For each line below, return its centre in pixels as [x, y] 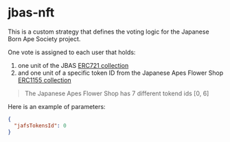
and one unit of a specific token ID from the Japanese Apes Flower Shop [120, 73]
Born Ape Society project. [44, 38]
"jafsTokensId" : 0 [41, 126]
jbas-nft [31, 13]
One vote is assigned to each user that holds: [72, 52]
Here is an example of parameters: [57, 106]
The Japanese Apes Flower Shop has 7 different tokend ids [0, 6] [117, 93]
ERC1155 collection [44, 80]
